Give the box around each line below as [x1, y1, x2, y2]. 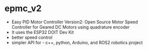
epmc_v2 [4, 3, 42, 14]
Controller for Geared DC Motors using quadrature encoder [11, 24, 130, 30]
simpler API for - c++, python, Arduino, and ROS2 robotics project [11, 39, 143, 45]
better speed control [11, 34, 53, 40]
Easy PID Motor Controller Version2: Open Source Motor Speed [11, 19, 138, 25]
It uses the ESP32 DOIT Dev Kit [11, 29, 74, 35]
